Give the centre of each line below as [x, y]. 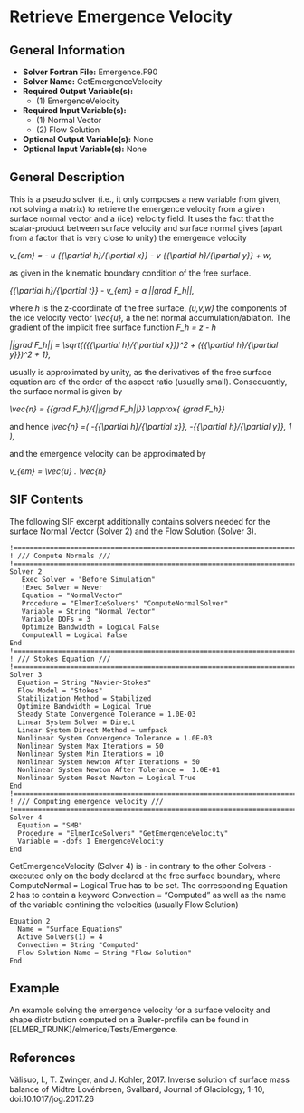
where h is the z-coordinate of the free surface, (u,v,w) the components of [148, 308]
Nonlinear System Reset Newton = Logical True [107, 778]
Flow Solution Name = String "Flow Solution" [105, 953]
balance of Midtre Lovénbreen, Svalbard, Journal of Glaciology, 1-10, [137, 1089]
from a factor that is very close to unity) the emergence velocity [128, 237]
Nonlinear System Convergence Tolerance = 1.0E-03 [115, 738]
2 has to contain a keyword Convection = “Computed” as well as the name [148, 895]
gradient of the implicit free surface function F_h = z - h [113, 327]
